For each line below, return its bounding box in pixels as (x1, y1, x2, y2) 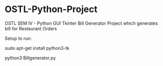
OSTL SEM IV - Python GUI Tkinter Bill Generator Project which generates (5, 20, 158, 26)
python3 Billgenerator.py (5, 54, 56, 61)
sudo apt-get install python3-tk (5, 45, 70, 51)
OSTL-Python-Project (5, 4, 98, 15)
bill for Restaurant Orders (5, 25, 58, 31)
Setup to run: (5, 35, 32, 41)
